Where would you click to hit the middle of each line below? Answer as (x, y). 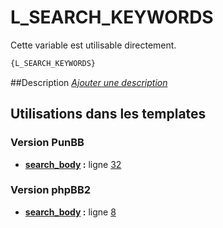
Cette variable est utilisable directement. (93, 45)
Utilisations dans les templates (108, 114)
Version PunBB (47, 143)
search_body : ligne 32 (73, 164)
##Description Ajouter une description (89, 82)
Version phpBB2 (51, 190)
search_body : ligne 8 (70, 212)
